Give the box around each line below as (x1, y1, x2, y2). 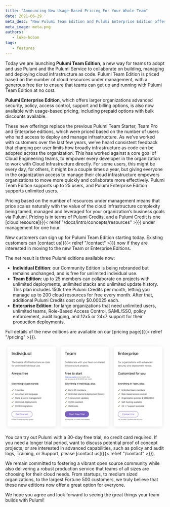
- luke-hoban (12, 35, 39, 40)
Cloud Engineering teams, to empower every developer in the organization (5, 155, 160, 161)
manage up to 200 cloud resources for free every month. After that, (12, 292, 153, 298)
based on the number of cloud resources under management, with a (5, 76, 148, 82)
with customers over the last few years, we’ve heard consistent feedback (5, 139, 158, 145)
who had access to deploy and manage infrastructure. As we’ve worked (5, 133, 155, 140)
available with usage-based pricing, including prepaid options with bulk (5, 108, 154, 114)
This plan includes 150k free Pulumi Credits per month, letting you (12, 286, 150, 292)
